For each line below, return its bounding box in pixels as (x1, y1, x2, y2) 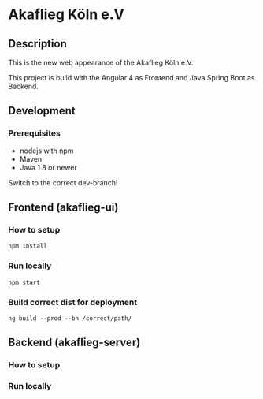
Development (8, 104, 76, 117)
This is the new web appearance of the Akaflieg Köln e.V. (8, 58, 194, 67)
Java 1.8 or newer (19, 162, 77, 172)
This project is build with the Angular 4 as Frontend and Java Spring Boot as (8, 73, 255, 82)
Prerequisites (8, 128, 61, 139)
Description (8, 37, 67, 50)
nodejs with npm (19, 146, 74, 155)
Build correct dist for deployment (8, 296, 138, 308)
